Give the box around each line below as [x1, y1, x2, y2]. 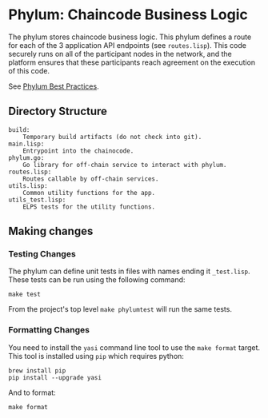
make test [8, 290, 42, 299]
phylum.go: [8, 153, 45, 161]
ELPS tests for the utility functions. [22, 202, 156, 211]
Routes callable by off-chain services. [22, 174, 159, 183]
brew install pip [8, 366, 66, 375]
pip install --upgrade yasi [8, 373, 102, 381]
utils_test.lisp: [8, 196, 66, 204]
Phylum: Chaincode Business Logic [8, 6, 248, 24]
